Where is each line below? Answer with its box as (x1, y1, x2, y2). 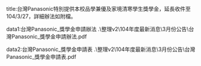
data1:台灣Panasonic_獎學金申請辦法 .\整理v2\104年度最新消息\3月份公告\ (6, 26, 189, 32)
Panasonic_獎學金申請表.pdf (6, 53, 77, 60)
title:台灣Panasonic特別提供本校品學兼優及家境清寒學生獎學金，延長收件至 (6, 5, 191, 12)
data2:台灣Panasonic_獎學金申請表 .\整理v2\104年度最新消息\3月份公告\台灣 (6, 46, 196, 53)
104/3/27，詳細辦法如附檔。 (6, 13, 77, 20)
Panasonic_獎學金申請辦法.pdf (11, 33, 88, 40)
